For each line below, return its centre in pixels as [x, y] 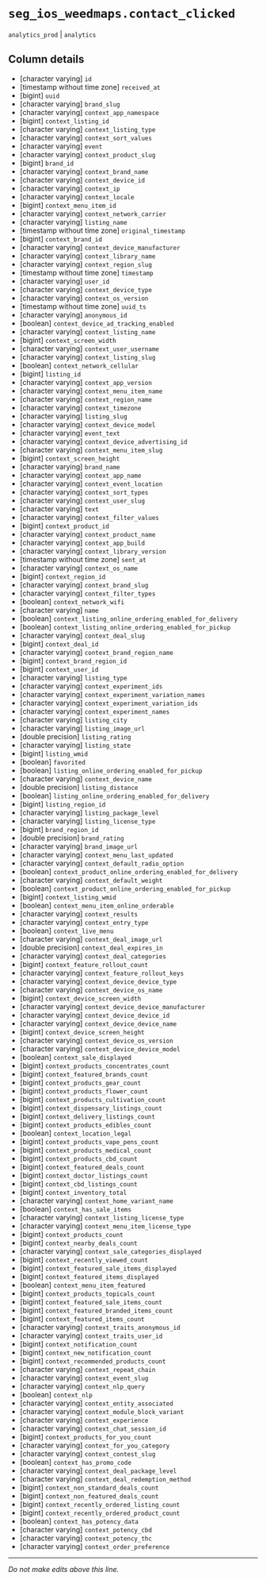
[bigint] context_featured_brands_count [84, 1073]
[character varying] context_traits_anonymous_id [100, 1327]
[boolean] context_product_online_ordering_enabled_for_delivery [129, 871]
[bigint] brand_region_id [59, 829]
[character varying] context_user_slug [82, 500]
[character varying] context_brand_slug [84, 584]
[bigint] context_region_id [63, 576]
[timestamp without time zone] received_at [90, 87]
